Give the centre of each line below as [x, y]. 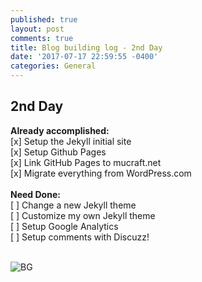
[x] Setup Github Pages [58, 152]
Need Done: [35, 194]
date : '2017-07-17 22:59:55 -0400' [84, 57]
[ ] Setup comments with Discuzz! [80, 237]
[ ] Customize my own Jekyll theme [83, 215]
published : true [44, 19]
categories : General [53, 66]
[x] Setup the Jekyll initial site [71, 141]
